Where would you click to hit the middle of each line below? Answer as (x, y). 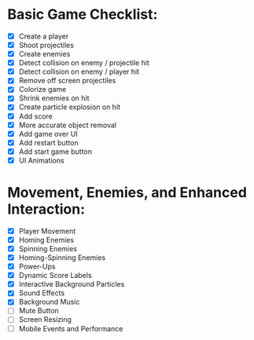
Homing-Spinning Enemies (62, 258)
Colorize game (42, 90)
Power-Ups (37, 267)
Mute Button (39, 311)
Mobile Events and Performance (71, 328)
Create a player (44, 36)
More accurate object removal (68, 125)
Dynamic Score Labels (55, 276)
